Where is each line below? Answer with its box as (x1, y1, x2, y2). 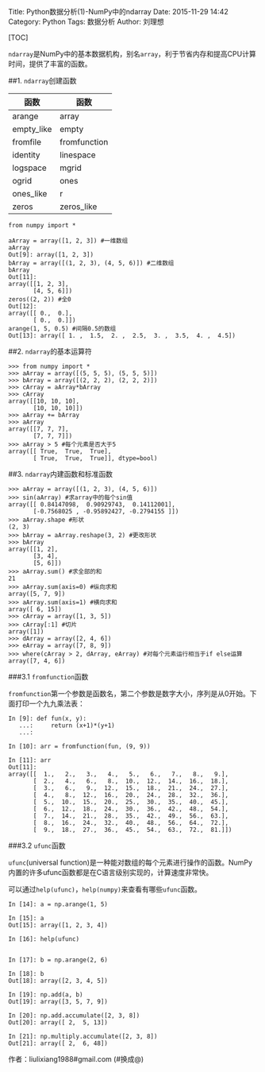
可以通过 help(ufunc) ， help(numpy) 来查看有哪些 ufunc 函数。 (8, 884, 202, 894)
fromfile (12, 137, 42, 147)
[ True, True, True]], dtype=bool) (33, 455, 158, 462)
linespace (59, 149, 97, 161)
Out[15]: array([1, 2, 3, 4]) (8, 921, 109, 929)
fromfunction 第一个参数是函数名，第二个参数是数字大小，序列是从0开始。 (8, 689, 250, 698)
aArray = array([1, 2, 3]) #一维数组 (8, 237, 129, 245)
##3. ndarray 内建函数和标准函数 (8, 470, 113, 478)
